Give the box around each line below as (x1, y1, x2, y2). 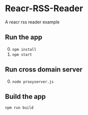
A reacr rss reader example (5, 19, 60, 25)
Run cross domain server (5, 65, 83, 74)
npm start (12, 52, 33, 57)
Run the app (5, 33, 42, 41)
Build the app (5, 92, 46, 100)
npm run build (5, 105, 34, 110)
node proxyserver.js (12, 79, 54, 84)
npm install (12, 47, 36, 52)
